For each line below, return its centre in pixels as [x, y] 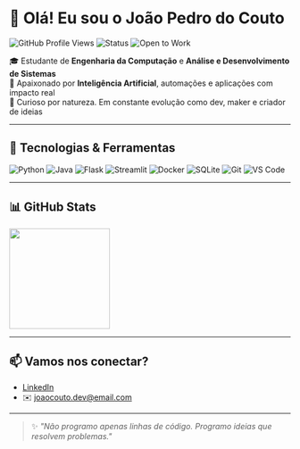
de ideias [26, 112]
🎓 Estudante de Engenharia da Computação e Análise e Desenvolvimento [150, 61]
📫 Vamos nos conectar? [79, 361]
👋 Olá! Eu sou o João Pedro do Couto [147, 18]
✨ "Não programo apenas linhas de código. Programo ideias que [151, 427]
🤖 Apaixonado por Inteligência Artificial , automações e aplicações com [142, 83]
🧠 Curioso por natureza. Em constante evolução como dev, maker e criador [147, 102]
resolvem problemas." [71, 437]
